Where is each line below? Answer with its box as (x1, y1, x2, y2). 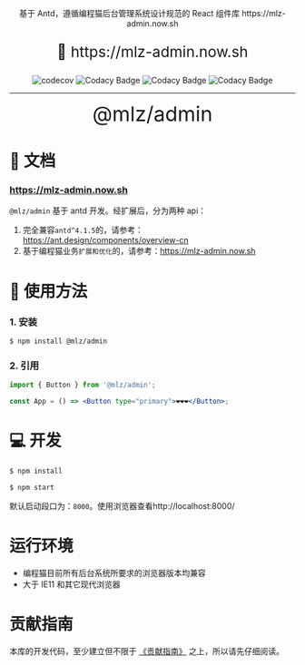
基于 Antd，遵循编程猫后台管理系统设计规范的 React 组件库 (19, 8, 241, 18)
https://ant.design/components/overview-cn (22, 235, 189, 246)
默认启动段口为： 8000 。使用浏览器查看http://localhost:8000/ (9, 500, 235, 511)
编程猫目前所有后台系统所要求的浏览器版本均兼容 (22, 567, 206, 578)
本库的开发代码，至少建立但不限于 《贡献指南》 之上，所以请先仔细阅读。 (9, 645, 284, 656)
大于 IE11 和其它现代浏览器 (22, 579, 121, 590)
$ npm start (9, 483, 54, 492)
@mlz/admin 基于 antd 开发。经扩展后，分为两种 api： (9, 205, 207, 216)
